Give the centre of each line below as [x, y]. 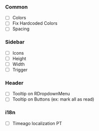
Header [14, 83]
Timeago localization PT [37, 123]
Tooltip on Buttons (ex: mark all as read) [53, 99]
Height [19, 59]
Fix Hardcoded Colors [35, 23]
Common [17, 7]
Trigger [20, 69]
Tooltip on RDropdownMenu [41, 94]
